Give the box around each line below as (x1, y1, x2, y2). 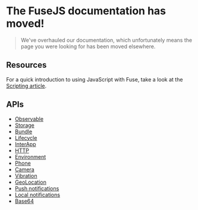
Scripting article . (6, 82, 47, 89)
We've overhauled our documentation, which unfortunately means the (20, 36, 192, 43)
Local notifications (14, 191, 61, 198)
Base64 (14, 198, 34, 205)
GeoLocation (14, 178, 46, 186)
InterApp (14, 140, 36, 148)
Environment (14, 153, 46, 160)
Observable (14, 115, 43, 123)
